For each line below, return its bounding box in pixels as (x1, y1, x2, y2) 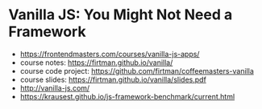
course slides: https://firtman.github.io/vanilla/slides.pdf (19, 75, 207, 84)
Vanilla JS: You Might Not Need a (8, 6, 233, 24)
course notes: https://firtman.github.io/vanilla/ (19, 58, 173, 67)
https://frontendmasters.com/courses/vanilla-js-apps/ (19, 49, 200, 59)
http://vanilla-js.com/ (19, 83, 90, 93)
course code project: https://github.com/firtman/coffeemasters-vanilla (19, 66, 254, 75)
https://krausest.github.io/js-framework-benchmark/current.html (19, 91, 235, 101)
